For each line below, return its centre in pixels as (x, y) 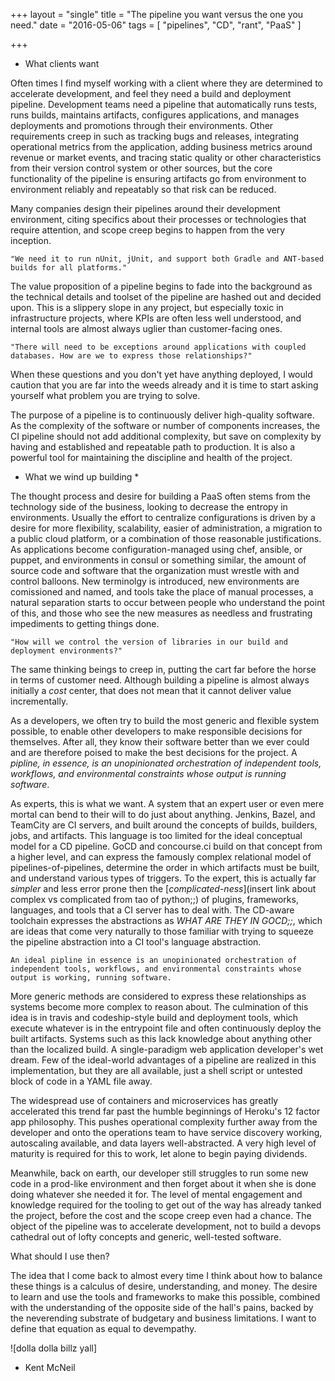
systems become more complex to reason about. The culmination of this (159, 1007)
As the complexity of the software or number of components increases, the (165, 425)
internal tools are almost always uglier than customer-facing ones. (146, 328)
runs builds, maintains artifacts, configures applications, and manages (155, 115)
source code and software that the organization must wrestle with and (155, 570)
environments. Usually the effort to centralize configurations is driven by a (163, 517)
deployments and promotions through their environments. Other (142, 125)
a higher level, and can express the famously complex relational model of (161, 857)
